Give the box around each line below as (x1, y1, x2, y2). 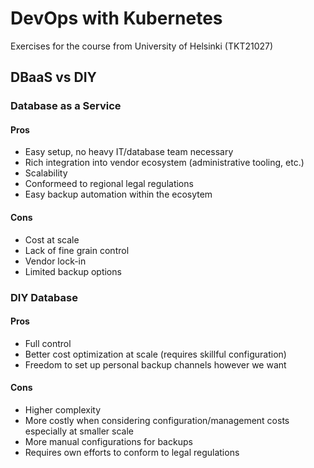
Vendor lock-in (24, 255, 87, 267)
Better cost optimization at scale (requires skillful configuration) (24, 348, 287, 360)
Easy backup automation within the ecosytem (24, 188, 213, 201)
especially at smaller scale (24, 425, 134, 437)
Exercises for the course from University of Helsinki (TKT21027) (10, 40, 274, 52)
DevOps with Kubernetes (10, 7, 223, 30)
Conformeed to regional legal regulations (24, 178, 194, 190)
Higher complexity (24, 403, 102, 416)
